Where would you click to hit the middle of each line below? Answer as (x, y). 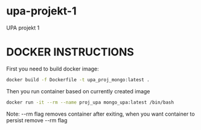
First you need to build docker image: (53, 69)
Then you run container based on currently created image (78, 91)
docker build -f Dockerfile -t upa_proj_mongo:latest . (78, 79)
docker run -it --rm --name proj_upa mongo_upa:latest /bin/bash (90, 102)
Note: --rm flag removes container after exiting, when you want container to (101, 114)
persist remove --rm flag (37, 120)
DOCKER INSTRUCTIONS (70, 52)
